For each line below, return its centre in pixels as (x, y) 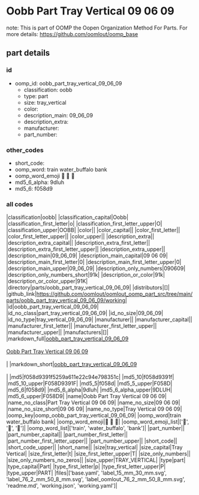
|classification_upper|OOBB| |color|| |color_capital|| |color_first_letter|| (93, 230)
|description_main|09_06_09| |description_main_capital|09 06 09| (87, 256)
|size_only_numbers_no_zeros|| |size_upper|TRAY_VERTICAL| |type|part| (96, 460)
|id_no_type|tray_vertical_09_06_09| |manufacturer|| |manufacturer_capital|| (99, 319)
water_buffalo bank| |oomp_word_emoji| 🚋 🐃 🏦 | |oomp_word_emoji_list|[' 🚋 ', (98, 422)
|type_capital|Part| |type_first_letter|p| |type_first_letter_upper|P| (86, 467)
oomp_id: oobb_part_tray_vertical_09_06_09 (68, 83)
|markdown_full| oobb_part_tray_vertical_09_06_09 (67, 339)
